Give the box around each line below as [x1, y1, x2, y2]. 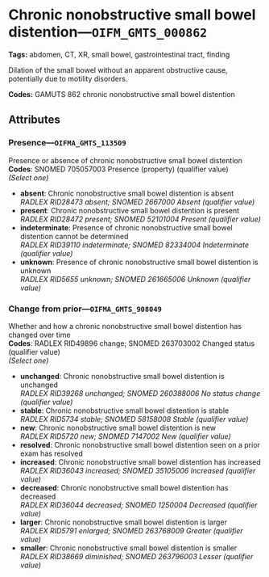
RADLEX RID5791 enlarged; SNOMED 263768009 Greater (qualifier [19, 525, 243, 535]
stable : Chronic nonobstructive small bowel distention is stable [19, 406, 230, 415]
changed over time [8, 330, 71, 339]
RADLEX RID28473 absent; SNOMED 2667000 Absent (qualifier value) [19, 196, 255, 207]
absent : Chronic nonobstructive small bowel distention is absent [19, 188, 234, 198]
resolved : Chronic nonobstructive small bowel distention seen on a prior [19, 440, 260, 449]
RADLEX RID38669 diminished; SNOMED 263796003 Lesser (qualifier [19, 551, 254, 561]
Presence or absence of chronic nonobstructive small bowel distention [8, 155, 243, 165]
